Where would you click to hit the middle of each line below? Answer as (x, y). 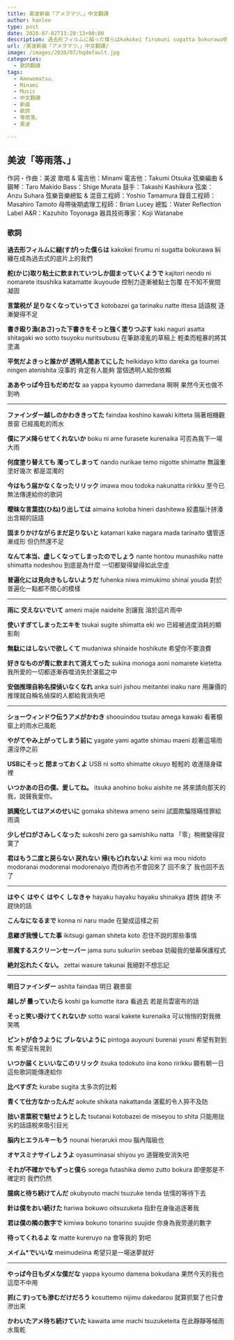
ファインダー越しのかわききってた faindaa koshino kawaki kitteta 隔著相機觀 (116, 415)
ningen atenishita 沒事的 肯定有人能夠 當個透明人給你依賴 (89, 370)
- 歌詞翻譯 (27, 66)
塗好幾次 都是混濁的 (36, 470)
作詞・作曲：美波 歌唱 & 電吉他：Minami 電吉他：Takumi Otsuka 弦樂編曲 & (115, 178)
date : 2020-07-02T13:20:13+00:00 (56, 33)
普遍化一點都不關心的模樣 (44, 588)
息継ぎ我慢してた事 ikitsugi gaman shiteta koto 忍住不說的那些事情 (102, 935)
